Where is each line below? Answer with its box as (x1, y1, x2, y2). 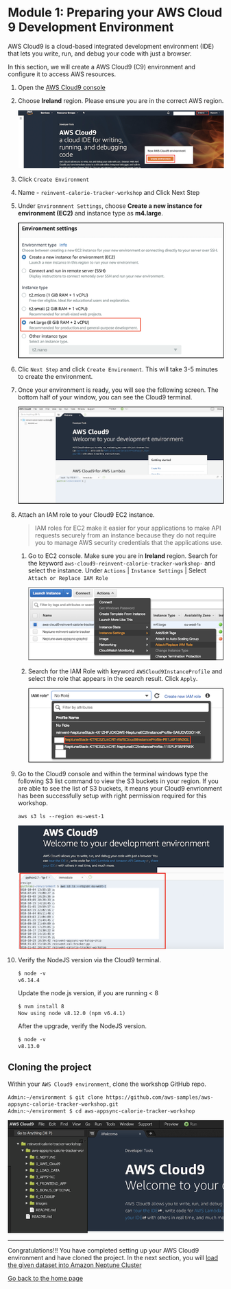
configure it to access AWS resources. (8, 70, 117, 78)
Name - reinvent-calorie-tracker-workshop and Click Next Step (17, 189, 200, 197)
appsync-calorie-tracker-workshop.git (8, 1100, 119, 1108)
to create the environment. (17, 373, 93, 381)
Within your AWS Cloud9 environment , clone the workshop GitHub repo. (8, 1080, 206, 1088)
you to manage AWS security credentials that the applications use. (34, 538, 223, 546)
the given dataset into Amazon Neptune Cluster (8, 1261, 142, 1269)
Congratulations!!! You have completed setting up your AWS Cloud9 (8, 1246, 199, 1255)
